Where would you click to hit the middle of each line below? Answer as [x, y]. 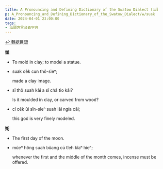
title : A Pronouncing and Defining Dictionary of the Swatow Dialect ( [79, 9]
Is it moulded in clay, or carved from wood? [55, 100]
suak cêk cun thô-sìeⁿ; [35, 71]
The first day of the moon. [38, 138]
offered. [20, 162]
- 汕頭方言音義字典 [22, 28]
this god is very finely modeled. [43, 118]
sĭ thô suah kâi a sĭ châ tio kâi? [42, 90]
